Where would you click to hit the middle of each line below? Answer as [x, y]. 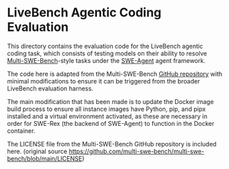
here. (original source [37, 151]
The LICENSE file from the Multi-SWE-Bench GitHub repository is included [112, 144]
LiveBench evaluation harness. [50, 88]
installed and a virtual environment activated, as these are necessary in [107, 116]
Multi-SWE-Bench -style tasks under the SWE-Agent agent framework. [106, 60]
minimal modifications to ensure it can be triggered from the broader [104, 81]
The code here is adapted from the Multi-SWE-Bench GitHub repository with [115, 74]
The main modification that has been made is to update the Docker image [110, 101]
